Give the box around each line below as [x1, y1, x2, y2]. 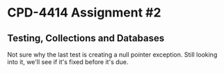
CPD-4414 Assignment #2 [7, 5, 161, 21]
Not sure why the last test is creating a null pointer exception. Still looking [7, 50, 218, 59]
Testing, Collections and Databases [7, 32, 165, 44]
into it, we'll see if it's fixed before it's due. [7, 58, 129, 66]
